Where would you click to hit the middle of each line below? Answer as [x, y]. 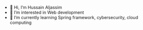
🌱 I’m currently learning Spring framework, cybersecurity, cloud [74, 17]
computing [21, 22]
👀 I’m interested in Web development [47, 12]
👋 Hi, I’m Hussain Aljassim [36, 7]
